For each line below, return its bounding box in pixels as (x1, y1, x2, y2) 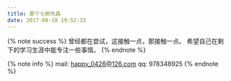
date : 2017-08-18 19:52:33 (7, 17, 86, 24)
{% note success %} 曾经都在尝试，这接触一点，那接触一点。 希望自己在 (7, 36, 218, 45)
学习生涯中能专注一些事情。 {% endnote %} (19, 45, 146, 54)
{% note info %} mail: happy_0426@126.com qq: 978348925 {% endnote (7, 59, 219, 68)
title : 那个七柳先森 (7, 10, 61, 17)
